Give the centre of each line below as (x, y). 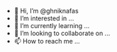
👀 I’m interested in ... (44, 18)
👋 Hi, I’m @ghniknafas (46, 11)
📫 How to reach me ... (47, 41)
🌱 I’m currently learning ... (52, 26)
